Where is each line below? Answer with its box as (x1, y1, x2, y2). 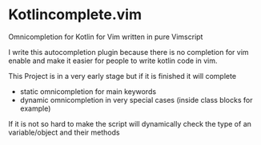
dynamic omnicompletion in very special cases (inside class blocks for (19, 95, 253, 104)
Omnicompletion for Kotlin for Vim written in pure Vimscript (8, 32, 203, 41)
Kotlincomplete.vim (8, 6, 143, 24)
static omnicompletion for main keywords (19, 86, 157, 96)
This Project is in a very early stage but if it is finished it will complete (8, 71, 237, 80)
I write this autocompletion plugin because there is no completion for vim (8, 47, 250, 57)
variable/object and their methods (8, 127, 120, 137)
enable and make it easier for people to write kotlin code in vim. (8, 56, 218, 65)
